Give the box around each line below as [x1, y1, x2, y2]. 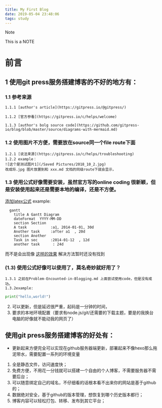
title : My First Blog [5, 7, 49, 12]
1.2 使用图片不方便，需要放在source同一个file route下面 [5, 139, 136, 146]
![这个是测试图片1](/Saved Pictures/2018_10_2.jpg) [5, 162, 106, 167]
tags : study [5, 16, 29, 21]
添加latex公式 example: [5, 198, 51, 204]
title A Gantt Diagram [14, 212, 59, 217]
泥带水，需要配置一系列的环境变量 [12, 351, 80, 357]
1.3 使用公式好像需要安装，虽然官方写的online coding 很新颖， [5, 179, 151, 186]
